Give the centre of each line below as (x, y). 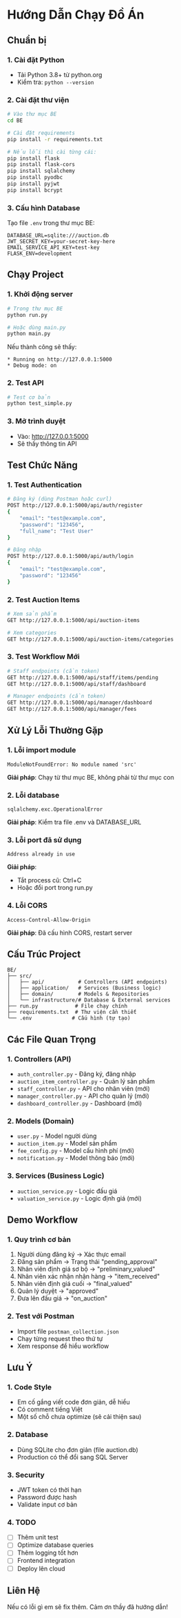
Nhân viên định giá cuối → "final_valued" (75, 1284)
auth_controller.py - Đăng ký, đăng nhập (76, 1074)
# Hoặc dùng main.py (37, 327)
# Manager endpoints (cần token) (57, 696)
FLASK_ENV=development (40, 254)
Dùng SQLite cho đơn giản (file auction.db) (78, 1449)
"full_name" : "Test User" (57, 531)
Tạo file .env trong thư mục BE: (51, 223)
